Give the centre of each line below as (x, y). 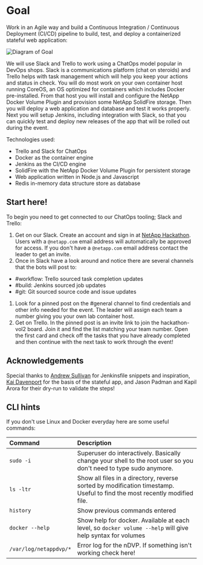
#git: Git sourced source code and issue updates (76, 291)
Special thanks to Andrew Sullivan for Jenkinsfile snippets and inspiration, (98, 375)
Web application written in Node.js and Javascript (77, 176)
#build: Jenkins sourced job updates (60, 285)
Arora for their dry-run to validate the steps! (60, 388)
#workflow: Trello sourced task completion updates (79, 279)
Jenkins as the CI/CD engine (50, 164)
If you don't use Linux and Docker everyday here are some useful (88, 422)
